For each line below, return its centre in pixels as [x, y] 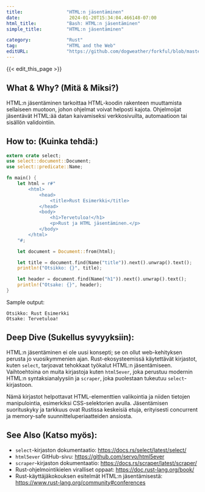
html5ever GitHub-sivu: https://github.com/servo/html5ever [90, 457]
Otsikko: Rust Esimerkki [38, 313]
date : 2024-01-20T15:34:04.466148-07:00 [81, 18]
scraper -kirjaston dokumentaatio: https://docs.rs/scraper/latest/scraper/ [106, 463]
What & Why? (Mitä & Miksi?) [63, 88]
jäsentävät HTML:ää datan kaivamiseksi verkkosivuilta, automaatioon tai [97, 116]
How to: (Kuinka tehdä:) [52, 141]
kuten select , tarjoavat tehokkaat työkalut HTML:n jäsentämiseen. [89, 365]
